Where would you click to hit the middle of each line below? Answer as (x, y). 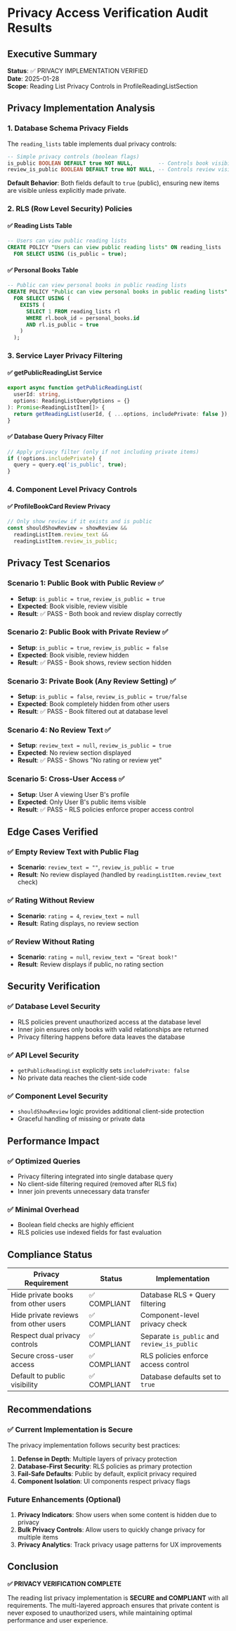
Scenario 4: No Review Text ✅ (59, 730)
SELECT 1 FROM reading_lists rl (73, 311)
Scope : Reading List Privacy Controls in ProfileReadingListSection (103, 86)
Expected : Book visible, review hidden (73, 655)
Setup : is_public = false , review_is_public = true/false (102, 697)
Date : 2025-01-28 (33, 78)
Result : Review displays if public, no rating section (90, 964)
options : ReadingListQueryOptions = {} (72, 401)
